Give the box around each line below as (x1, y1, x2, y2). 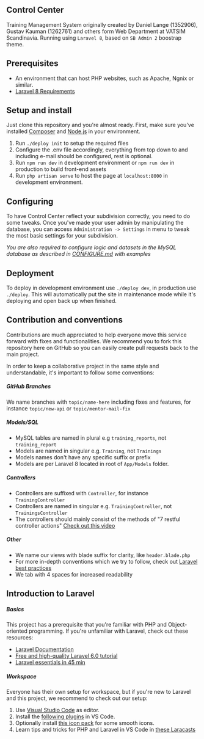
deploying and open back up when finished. (6, 297, 117, 305)
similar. (15, 81, 34, 88)
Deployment (6, 268, 54, 278)
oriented (6, 627, 27, 635)
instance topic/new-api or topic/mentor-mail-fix (6, 404, 131, 412)
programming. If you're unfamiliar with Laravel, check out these (28, 627, 188, 635)
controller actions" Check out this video (15, 522, 115, 529)
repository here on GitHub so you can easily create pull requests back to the (6, 344, 199, 351)
